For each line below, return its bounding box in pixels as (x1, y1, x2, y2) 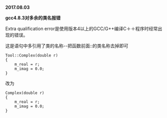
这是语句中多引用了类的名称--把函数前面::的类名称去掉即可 (5, 43, 129, 49)
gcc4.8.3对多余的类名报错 (5, 15, 61, 21)
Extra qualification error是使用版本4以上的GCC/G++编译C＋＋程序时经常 (5, 25, 158, 32)
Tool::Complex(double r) (5, 53, 58, 58)
